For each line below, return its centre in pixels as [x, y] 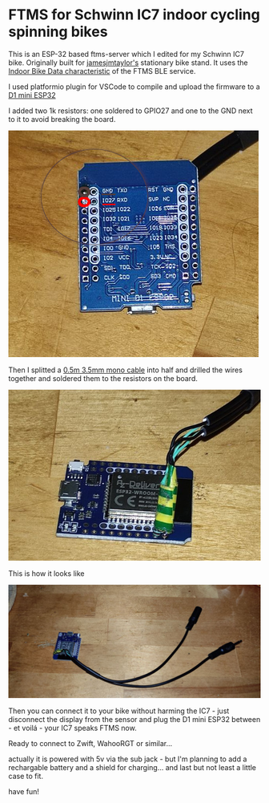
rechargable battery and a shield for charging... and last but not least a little [132, 768]
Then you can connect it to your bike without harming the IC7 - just [119, 711]
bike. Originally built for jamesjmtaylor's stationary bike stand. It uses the [128, 63]
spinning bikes [58, 32]
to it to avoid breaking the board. [62, 119]
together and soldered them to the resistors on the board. [103, 378]
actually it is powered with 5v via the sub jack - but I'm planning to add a [128, 759]
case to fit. [26, 777]
